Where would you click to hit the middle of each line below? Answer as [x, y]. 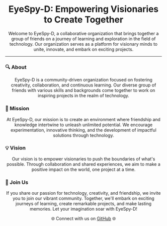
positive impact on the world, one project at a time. [83, 169]
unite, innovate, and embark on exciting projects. [83, 49]
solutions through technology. [83, 135]
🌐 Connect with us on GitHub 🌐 [83, 219]
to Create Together [83, 20]
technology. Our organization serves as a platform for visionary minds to [83, 44]
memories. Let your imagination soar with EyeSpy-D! [83, 209]
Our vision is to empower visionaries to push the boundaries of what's [83, 159]
